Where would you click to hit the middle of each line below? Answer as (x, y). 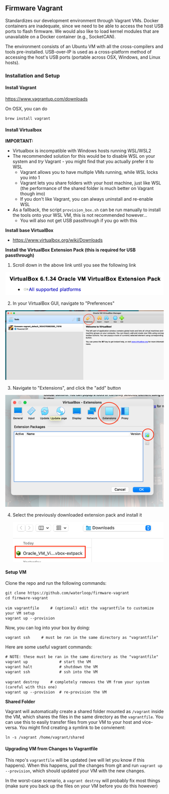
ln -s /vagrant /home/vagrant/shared (45, 737)
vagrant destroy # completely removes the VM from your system (77, 682)
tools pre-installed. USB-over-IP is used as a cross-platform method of (78, 52)
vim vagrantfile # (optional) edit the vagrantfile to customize (80, 609)
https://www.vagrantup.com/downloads (47, 99)
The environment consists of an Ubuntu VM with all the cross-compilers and (84, 46)
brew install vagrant (28, 118)
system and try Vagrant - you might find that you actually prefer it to (83, 162)
